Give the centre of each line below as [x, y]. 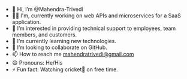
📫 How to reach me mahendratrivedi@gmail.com [73, 54]
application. [26, 22]
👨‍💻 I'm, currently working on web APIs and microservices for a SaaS [96, 16]
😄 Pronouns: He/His [37, 63]
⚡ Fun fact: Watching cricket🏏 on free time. [65, 69]
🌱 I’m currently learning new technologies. [64, 41]
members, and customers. [44, 35]
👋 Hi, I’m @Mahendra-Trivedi [47, 9]
